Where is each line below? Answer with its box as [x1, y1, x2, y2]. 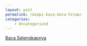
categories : [5, 16, 30, 21]
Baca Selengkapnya [5, 35, 47, 41]
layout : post [5, 7, 33, 12]
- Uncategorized [14, 21, 49, 26]
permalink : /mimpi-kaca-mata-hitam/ [5, 12, 82, 17]
